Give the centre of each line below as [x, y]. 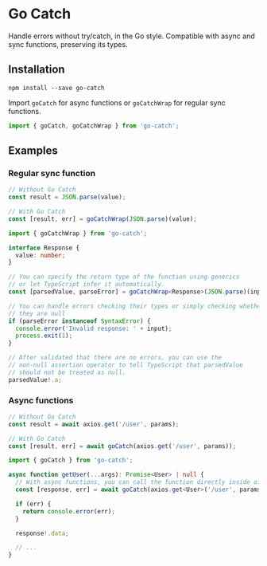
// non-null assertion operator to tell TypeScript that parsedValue [126, 365]
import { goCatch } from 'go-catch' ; [71, 460]
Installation [37, 70]
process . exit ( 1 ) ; [44, 336]
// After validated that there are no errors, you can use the [115, 358]
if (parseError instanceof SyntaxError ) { [79, 321]
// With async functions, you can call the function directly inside [133, 482]
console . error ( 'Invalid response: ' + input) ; [94, 328]
